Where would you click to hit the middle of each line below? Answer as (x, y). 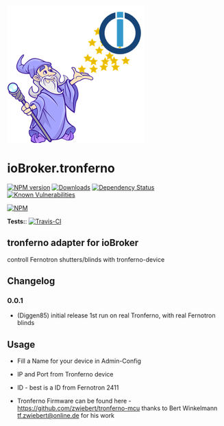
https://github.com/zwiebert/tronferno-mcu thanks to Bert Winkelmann (117, 408)
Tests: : (17, 221)
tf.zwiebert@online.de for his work (66, 416)
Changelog (31, 281)
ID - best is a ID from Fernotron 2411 (68, 388)
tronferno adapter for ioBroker (73, 243)
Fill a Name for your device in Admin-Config (79, 361)
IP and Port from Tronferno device (65, 374)
